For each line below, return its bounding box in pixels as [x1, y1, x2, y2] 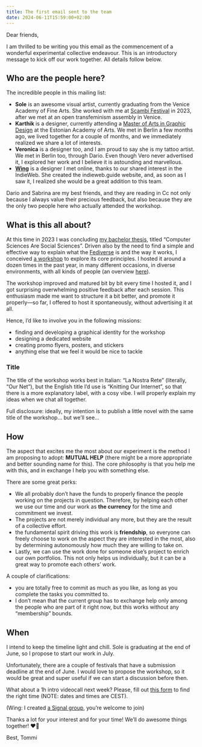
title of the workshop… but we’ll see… [6, 414, 99, 422]
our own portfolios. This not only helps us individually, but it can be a [14, 554, 186, 562]
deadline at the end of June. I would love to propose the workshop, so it [6, 668, 185, 675]
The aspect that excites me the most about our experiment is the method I [6, 447, 190, 455]
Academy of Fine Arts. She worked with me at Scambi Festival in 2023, [14, 107, 192, 115]
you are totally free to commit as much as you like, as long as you [14, 584, 178, 592]
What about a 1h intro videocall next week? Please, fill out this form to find [6, 686, 190, 693]
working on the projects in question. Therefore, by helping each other [14, 496, 188, 504]
